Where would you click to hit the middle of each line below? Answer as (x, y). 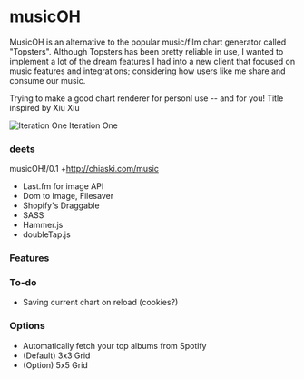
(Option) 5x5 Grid (55, 364)
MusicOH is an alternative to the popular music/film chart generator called (148, 42)
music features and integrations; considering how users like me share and (147, 71)
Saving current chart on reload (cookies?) (100, 303)
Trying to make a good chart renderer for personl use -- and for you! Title (147, 98)
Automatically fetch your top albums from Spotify (114, 345)
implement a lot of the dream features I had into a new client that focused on (152, 61)
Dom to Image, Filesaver (68, 196)
